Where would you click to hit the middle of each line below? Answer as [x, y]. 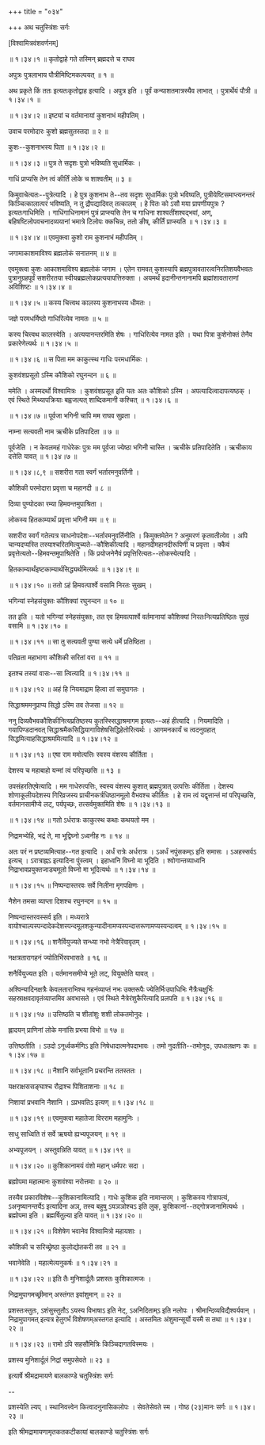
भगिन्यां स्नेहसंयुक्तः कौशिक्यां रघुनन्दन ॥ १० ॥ [66, 601]
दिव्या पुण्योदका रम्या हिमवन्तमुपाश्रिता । [55, 504]
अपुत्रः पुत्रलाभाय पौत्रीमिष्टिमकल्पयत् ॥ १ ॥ [61, 75]
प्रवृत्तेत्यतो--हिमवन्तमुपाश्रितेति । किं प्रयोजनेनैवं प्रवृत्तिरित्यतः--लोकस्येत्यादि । [102, 553]
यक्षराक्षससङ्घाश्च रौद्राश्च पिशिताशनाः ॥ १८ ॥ [66, 1086]
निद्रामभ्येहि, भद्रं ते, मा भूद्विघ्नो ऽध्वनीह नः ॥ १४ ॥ [68, 836]
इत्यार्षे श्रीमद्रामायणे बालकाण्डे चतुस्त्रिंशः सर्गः [61, 1376]
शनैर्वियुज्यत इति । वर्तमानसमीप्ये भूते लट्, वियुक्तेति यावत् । [81, 973]
